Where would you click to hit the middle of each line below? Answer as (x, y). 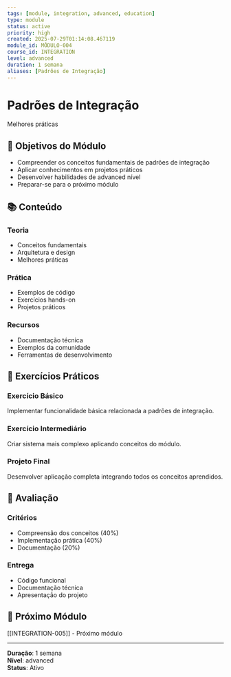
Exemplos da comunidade (54, 347)
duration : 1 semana (35, 65)
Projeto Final (29, 461)
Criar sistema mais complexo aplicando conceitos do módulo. (94, 444)
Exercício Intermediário (47, 429)
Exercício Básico (35, 395)
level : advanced (30, 59)
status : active (29, 26)
